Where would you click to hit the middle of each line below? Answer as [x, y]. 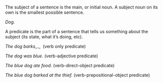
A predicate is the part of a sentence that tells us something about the [77, 31]
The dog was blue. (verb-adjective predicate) [52, 56]
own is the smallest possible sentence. [45, 12]
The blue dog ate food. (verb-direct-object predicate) [60, 65]
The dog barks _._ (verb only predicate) [45, 46]
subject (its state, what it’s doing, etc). [44, 37]
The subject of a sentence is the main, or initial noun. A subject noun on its [81, 7]
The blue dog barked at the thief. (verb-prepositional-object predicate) [78, 75]
